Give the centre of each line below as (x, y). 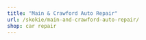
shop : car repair (32, 26)
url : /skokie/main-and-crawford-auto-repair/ (73, 20)
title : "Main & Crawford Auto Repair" (62, 13)
